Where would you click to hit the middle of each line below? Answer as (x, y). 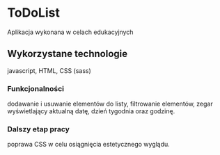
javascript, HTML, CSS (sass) (49, 70)
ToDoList (34, 13)
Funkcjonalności (36, 88)
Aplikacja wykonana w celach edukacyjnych (70, 32)
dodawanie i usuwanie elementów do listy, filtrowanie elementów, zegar (110, 104)
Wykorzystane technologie (68, 54)
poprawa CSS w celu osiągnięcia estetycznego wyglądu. (89, 145)
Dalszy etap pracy (38, 129)
